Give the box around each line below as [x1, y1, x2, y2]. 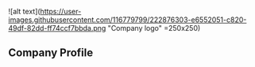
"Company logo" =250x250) [107, 24, 201, 32]
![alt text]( [8, 7, 41, 16]
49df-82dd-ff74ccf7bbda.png [8, 24, 106, 32]
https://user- [40, 7, 82, 16]
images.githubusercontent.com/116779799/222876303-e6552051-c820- [8, 15, 247, 24]
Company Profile [8, 47, 94, 60]
